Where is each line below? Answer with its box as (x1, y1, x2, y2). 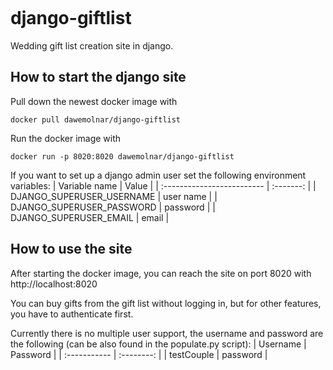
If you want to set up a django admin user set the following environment (10, 169, 307, 181)
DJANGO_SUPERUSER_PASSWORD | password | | (10, 201, 216, 213)
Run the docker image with (10, 132, 122, 144)
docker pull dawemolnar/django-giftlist (10, 114, 182, 125)
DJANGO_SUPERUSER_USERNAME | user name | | (10, 190, 218, 202)
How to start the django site (10, 69, 187, 86)
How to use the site (10, 241, 133, 258)
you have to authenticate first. (10, 308, 134, 320)
